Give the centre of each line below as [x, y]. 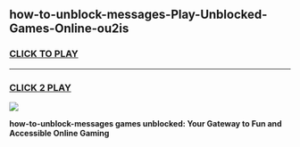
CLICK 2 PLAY [40, 87]
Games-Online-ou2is [69, 29]
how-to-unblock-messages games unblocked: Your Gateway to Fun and [146, 123]
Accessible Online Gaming [59, 133]
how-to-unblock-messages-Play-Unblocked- [138, 15]
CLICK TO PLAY [44, 54]
